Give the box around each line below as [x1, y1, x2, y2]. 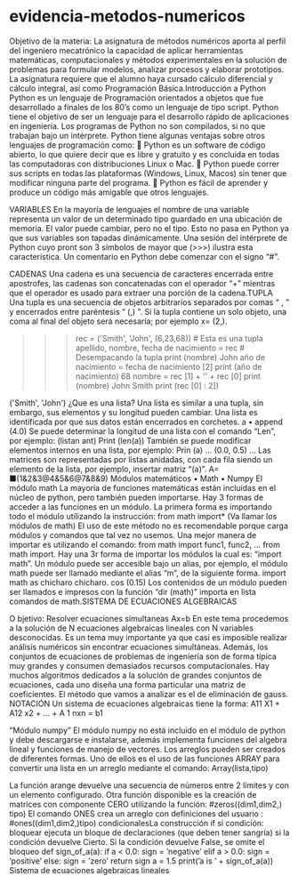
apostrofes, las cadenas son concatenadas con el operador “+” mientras [9, 277, 276, 288]
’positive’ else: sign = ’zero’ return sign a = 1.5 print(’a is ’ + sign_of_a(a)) [9, 856, 274, 866]
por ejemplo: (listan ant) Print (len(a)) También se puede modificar [9, 435, 252, 446]
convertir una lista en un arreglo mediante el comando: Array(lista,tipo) [9, 762, 269, 773]
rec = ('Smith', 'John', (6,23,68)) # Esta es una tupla [75, 333, 264, 343]
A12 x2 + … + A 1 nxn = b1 [9, 707, 104, 718]
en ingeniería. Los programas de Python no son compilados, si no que [9, 120, 266, 131]
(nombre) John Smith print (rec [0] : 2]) [75, 380, 220, 390]
